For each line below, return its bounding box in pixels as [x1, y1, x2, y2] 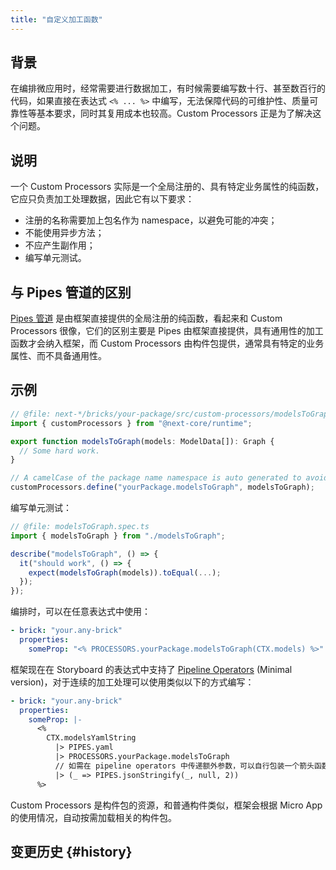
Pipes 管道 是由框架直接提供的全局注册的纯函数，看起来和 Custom [10, 312, 283, 325]
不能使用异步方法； [24, 227, 105, 239]
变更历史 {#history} [10, 843, 133, 860]
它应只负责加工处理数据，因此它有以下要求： [10, 193, 195, 205]
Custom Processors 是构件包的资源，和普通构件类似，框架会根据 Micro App [10, 799, 323, 811]
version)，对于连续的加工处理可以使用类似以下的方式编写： [10, 676, 255, 688]
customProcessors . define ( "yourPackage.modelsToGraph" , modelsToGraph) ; [10, 482, 315, 493]
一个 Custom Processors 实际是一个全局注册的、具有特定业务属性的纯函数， [10, 181, 325, 193]
